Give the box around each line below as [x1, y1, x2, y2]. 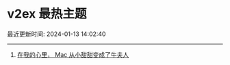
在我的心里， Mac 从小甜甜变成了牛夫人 [16, 50, 129, 58]
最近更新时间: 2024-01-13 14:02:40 [7, 30, 106, 38]
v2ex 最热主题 [7, 6, 87, 22]
